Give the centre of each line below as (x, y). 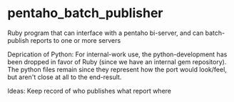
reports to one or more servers (76, 40)
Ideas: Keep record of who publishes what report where (90, 91)
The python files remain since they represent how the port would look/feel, (117, 69)
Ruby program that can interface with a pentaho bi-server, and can (106, 33)
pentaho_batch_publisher (85, 13)
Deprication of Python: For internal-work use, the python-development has (117, 54)
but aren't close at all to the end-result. (65, 77)
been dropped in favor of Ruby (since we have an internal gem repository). (117, 61)
